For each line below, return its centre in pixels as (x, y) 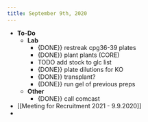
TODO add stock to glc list (74, 62)
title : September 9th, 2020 (47, 13)
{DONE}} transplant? (66, 77)
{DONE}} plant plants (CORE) (78, 55)
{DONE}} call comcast (69, 98)
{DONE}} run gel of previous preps (86, 84)
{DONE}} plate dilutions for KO (80, 69)
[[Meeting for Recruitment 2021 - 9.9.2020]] (79, 106)
